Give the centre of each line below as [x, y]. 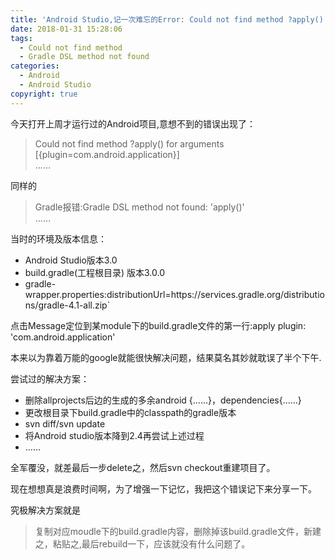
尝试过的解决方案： [50, 378]
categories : [35, 66]
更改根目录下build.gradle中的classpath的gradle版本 [130, 412]
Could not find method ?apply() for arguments [129, 143]
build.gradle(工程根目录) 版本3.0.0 [95, 272]
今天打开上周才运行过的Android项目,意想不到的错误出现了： [133, 123]
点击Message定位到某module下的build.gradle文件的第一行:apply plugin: [158, 325]
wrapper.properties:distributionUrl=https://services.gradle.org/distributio [174, 294]
